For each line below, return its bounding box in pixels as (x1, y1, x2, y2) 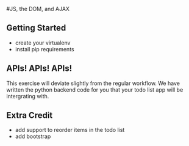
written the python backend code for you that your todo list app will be (6, 86, 184, 93)
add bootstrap (15, 133, 51, 140)
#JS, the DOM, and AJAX (6, 5, 70, 12)
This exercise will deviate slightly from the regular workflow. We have (6, 79, 180, 87)
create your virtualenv (15, 39, 71, 46)
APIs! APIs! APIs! (6, 64, 73, 74)
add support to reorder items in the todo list (15, 126, 125, 134)
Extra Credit (6, 110, 53, 121)
